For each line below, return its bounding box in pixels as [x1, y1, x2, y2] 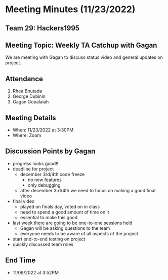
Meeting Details [5, 113, 57, 122]
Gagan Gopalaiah [12, 99, 49, 105]
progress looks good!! [12, 160, 59, 166]
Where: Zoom [12, 132, 41, 138]
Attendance [5, 75, 44, 83]
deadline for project [12, 166, 54, 172]
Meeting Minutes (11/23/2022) [5, 4, 136, 15]
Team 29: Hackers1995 [5, 24, 80, 32]
